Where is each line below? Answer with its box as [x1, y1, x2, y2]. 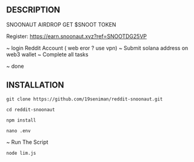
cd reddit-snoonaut [6, 106, 55, 112]
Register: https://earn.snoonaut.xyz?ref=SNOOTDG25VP [6, 33, 147, 40]
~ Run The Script [6, 138, 49, 146]
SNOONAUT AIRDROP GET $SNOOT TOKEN [6, 21, 116, 28]
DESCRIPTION [6, 5, 60, 15]
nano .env [6, 128, 31, 134]
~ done [6, 62, 24, 70]
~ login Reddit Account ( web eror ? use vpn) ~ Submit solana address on [6, 44, 189, 51]
